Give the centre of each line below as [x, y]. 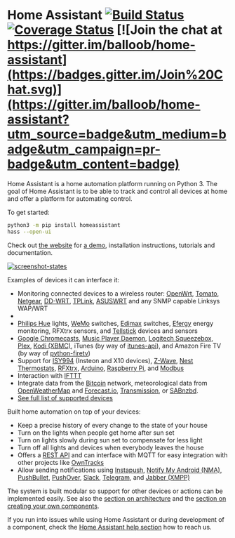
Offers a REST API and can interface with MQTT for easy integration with [122, 455]
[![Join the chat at [169, 30]
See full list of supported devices [65, 398]
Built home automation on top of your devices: [74, 412]
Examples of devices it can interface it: [63, 280]
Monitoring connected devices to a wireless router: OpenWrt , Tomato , [118, 293]
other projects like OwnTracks [60, 462]
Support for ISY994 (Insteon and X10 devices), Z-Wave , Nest [105, 360]
